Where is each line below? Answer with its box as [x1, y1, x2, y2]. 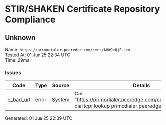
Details [133, 82, 150, 89]
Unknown [5, 33, 36, 42]
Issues [5, 69, 22, 76]
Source [52, 82, 70, 89]
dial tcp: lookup [74, 102, 110, 109]
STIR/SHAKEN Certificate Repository [5, 3, 160, 15]
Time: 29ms [5, 57, 30, 62]
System [51, 96, 70, 103]
